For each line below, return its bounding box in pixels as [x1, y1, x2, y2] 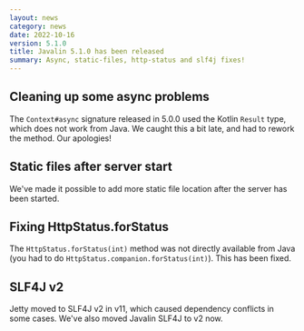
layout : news [9, 13, 59, 23]
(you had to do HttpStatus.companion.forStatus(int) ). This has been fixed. [9, 253, 292, 264]
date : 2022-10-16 [9, 30, 75, 39]
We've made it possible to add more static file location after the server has [9, 183, 288, 194]
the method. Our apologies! [9, 133, 112, 144]
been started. [9, 193, 60, 204]
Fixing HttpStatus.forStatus [9, 219, 170, 235]
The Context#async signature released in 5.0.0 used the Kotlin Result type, [9, 113, 287, 124]
